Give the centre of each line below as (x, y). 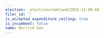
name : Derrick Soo (24, 28)
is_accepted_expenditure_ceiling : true (47, 19)
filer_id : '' (19, 14)
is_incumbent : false (27, 23)
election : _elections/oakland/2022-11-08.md (52, 10)
